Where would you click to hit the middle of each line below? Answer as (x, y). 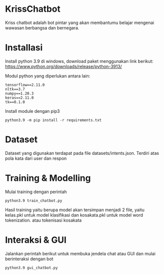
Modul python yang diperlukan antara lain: (48, 76)
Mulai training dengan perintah (36, 192)
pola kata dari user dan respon (36, 158)
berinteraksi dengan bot (29, 259)
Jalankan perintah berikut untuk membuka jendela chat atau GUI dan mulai (80, 253)
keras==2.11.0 (20, 98)
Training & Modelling (48, 178)
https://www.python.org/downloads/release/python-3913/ (64, 66)
